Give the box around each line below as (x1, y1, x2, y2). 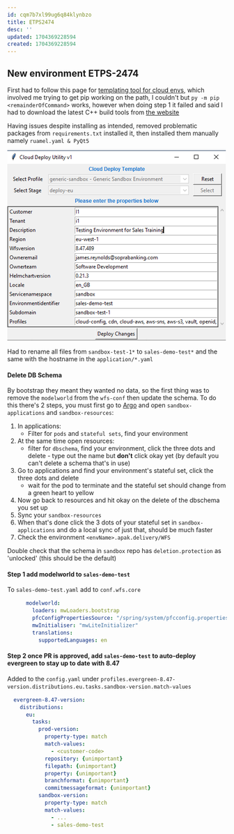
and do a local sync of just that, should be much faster (56, 526, 213, 534)
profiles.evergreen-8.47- (100, 676, 176, 683)
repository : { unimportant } (44, 755, 123, 762)
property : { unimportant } (44, 770, 117, 777)
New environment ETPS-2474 (7, 67, 139, 79)
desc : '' (7, 26, 33, 33)
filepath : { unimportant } (44, 762, 117, 770)
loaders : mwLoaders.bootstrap (32, 607, 120, 614)
